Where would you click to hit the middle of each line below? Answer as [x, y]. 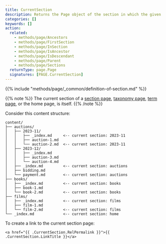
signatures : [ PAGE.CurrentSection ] [46, 75]
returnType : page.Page [33, 70]
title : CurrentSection [29, 10]
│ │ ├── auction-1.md [32, 140]
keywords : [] [19, 24]
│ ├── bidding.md [25, 170]
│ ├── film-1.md [24, 205]
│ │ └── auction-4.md [32, 162]
